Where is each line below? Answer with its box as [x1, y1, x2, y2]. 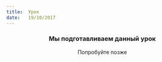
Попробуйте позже [77, 48, 127, 55]
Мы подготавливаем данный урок [48, 35, 157, 43]
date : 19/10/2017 [6, 15, 56, 21]
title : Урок [6, 9, 40, 15]
